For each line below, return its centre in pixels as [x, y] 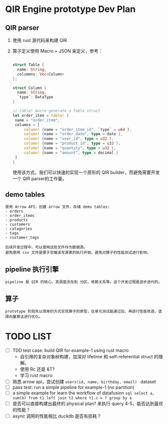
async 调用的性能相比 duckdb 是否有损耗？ [57, 416]
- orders [14, 211]
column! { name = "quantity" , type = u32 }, [70, 148]
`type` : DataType [35, 97]
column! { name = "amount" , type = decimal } [71, 153]
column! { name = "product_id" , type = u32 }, [72, 144]
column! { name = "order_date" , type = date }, [73, 134]
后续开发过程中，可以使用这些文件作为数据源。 [46, 247]
